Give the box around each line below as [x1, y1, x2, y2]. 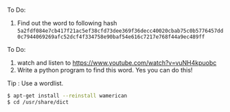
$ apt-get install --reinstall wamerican [7, 92, 128, 99]
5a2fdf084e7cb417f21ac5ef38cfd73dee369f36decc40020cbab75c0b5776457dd [16, 27, 224, 34]
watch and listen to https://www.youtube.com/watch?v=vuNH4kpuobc [16, 59, 217, 67]
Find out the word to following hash [16, 19, 117, 27]
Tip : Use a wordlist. [7, 79, 64, 87]
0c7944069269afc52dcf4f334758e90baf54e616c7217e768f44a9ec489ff [16, 33, 205, 40]
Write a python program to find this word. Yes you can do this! [16, 66, 193, 74]
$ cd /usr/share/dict [7, 98, 69, 105]
